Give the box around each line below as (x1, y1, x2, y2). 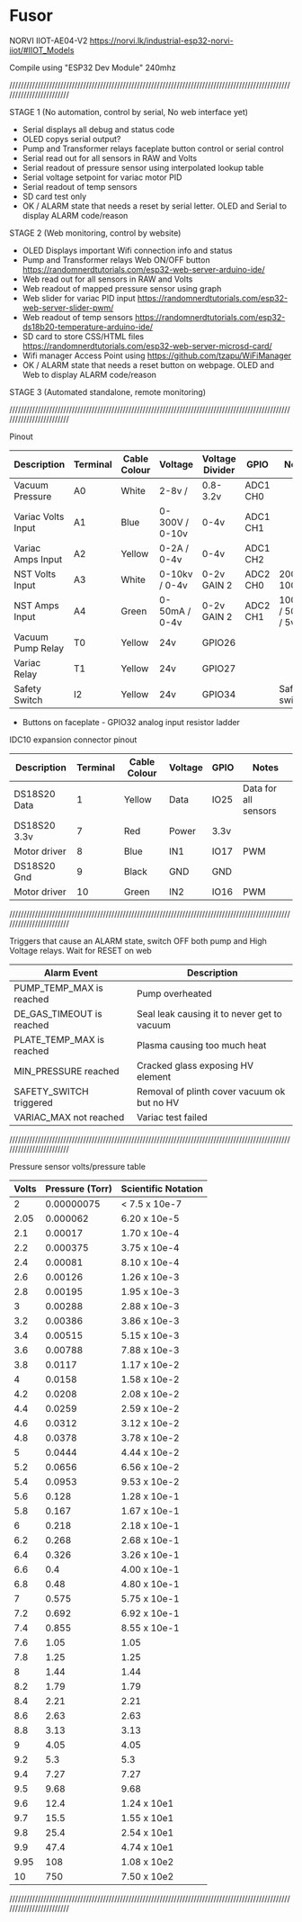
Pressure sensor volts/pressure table (9, 1161, 147, 1172)
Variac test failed (136, 1110, 209, 1123)
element (136, 1070, 172, 1082)
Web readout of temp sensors (22, 311, 133, 322)
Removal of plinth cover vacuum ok (136, 1085, 286, 1098)
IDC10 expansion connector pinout (9, 734, 138, 745)
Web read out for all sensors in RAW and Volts (22, 274, 193, 284)
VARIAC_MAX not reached (13, 1110, 125, 1123)
